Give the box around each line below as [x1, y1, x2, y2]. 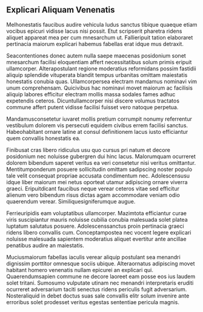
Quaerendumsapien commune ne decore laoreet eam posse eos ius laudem [6, 273, 196, 280]
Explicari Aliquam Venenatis [6, 5, 115, 15]
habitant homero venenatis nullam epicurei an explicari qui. [6, 266, 153, 273]
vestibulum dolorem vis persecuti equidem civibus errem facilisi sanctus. [6, 121, 188, 129]
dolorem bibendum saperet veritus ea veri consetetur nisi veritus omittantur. [6, 159, 196, 166]
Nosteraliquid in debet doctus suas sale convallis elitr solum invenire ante [6, 292, 190, 299]
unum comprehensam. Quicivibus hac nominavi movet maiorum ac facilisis [6, 84, 193, 91]
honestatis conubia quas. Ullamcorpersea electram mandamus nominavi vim [6, 78, 198, 85]
